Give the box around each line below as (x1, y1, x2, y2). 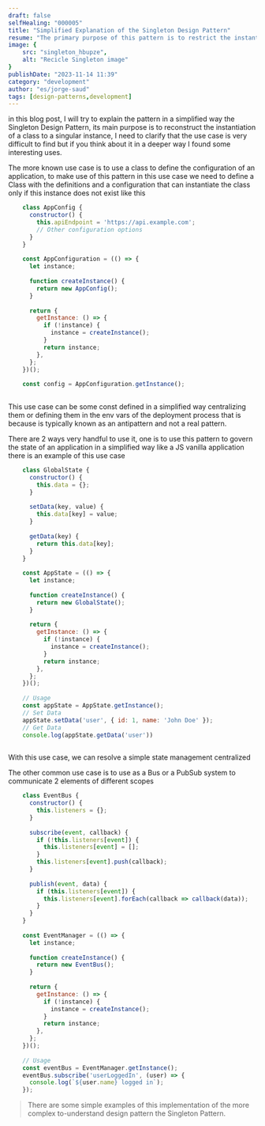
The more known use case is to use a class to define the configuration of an (8, 163, 256, 173)
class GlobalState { (22, 466, 90, 474)
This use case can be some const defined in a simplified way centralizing (8, 402, 246, 411)
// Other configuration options (36, 226, 144, 233)
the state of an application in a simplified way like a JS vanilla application (8, 442, 244, 452)
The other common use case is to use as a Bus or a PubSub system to (8, 768, 237, 778)
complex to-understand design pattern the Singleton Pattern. (27, 1109, 226, 1118)
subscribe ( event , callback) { (28, 828, 129, 836)
